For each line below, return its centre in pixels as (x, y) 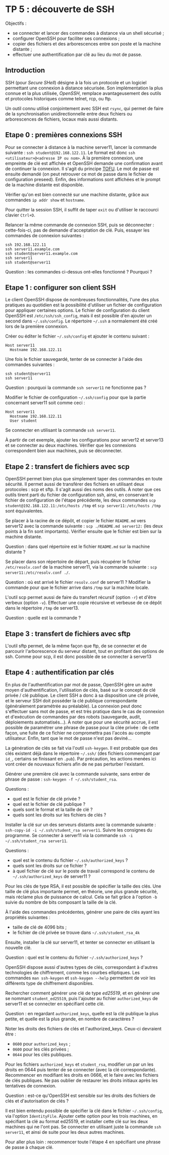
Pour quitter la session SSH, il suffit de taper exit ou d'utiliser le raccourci (82, 209)
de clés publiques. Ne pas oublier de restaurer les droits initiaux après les (81, 1080)
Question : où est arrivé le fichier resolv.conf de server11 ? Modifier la (78, 582)
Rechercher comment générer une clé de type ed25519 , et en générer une (82, 993)
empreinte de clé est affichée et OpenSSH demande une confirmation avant (84, 163)
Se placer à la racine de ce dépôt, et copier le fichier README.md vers (76, 521)
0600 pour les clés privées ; (41, 1049)
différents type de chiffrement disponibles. (50, 983)
